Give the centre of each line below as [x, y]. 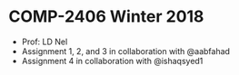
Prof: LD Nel [45, 42]
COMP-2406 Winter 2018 [106, 17]
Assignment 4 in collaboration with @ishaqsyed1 [112, 61]
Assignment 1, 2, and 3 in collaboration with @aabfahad [126, 51]
